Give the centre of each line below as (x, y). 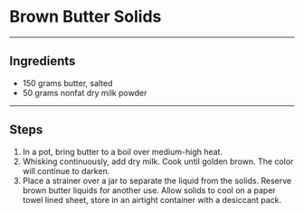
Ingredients (43, 61)
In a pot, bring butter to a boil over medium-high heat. (123, 151)
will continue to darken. (66, 170)
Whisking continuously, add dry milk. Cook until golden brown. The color (158, 161)
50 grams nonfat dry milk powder (85, 92)
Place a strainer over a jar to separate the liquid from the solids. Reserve (157, 180)
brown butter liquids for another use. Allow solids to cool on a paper (149, 190)
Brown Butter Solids (85, 17)
